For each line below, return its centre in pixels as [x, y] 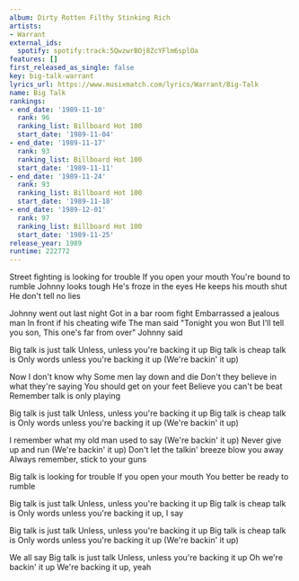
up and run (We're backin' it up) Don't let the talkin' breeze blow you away [147, 450]
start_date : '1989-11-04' [66, 135]
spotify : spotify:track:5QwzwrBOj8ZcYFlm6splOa [108, 51]
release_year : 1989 [46, 243]
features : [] [34, 59]
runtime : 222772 [40, 251]
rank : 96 [34, 118]
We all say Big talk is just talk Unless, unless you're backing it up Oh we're [146, 558]
